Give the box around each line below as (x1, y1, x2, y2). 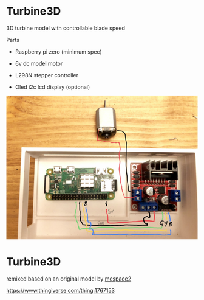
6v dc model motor (15, 60, 63, 67)
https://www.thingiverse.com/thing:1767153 (6, 287, 115, 294)
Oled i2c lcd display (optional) (15, 83, 90, 91)
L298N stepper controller (15, 71, 79, 78)
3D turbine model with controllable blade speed (6, 24, 126, 32)
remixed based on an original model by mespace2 (6, 275, 132, 282)
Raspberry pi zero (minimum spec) (15, 47, 102, 55)
